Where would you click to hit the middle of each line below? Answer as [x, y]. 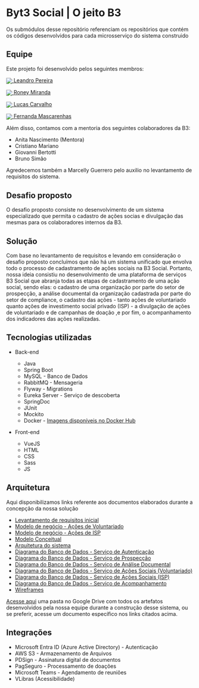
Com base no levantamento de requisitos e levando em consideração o [94, 256]
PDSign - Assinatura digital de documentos [68, 659]
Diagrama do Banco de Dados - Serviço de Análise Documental [93, 564]
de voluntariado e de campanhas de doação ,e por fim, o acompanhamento [99, 312]
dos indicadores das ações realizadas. [53, 319]
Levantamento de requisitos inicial [57, 520]
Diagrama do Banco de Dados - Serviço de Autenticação [84, 551]
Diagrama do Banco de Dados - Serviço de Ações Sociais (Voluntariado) [104, 571]
